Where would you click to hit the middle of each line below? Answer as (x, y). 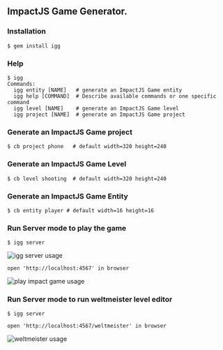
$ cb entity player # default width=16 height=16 (81, 210)
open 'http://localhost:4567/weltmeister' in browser (87, 326)
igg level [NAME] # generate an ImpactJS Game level (96, 108)
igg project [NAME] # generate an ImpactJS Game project (100, 115)
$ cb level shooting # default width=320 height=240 (87, 178)
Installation (27, 31)
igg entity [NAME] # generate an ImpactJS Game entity (98, 90)
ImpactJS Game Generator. (67, 12)
